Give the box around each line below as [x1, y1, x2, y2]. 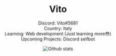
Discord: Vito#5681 [38, 20, 78, 26]
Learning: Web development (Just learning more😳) [5, 30, 111, 36]
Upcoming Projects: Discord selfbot [21, 36, 95, 42]
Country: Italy [43, 25, 73, 31]
